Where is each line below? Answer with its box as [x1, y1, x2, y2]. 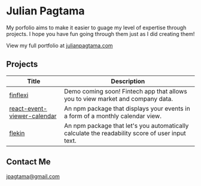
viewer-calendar [9, 112, 57, 120]
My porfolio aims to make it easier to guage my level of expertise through [6, 24, 187, 31]
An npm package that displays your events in [63, 104, 190, 112]
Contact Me [6, 157, 51, 167]
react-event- [9, 104, 48, 112]
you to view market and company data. [63, 94, 173, 103]
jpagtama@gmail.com [6, 172, 60, 180]
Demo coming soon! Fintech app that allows [63, 87, 187, 95]
